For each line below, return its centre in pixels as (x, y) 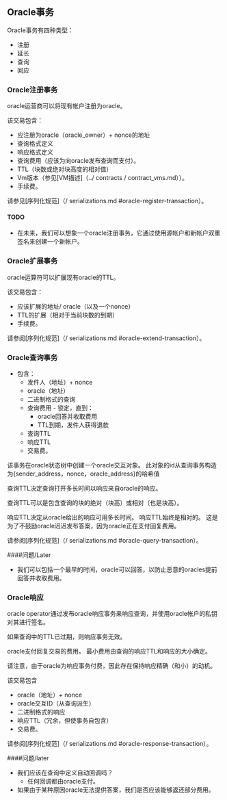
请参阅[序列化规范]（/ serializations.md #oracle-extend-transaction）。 (106, 338)
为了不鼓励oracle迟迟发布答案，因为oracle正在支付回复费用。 (94, 526)
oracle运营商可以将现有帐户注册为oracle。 (67, 106)
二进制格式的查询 (51, 399)
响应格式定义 (35, 152)
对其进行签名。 (28, 622)
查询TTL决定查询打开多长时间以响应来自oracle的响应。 (84, 488)
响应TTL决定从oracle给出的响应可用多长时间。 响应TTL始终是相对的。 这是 (112, 517)
